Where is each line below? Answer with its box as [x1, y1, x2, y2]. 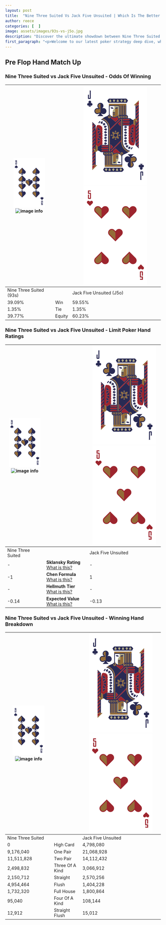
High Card [54, 842, 75, 848]
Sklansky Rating [46, 559, 81, 565]
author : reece [5, 18, 35, 23]
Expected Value [46, 596, 80, 602]
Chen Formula [46, 572, 77, 577]
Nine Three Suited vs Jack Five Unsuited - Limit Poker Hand [5, 327, 151, 334]
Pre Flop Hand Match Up [5, 58, 82, 67]
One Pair [54, 848, 72, 855]
